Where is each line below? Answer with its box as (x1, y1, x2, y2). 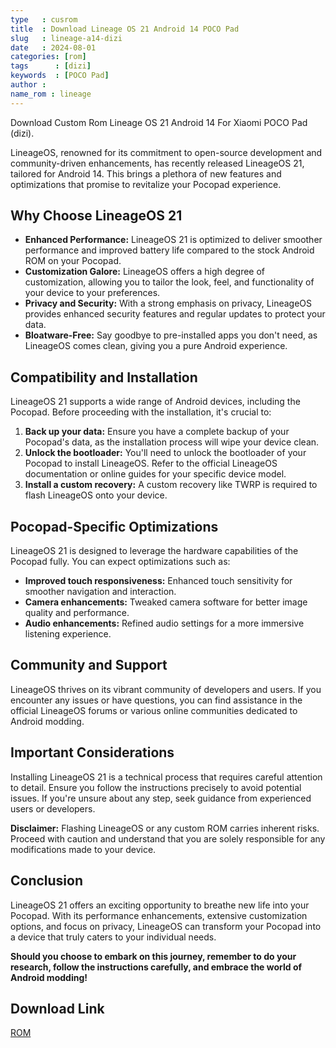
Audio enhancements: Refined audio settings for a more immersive (24, 617, 305, 630)
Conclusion (10, 872, 84, 890)
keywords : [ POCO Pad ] (10, 71, 110, 81)
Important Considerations (10, 744, 175, 761)
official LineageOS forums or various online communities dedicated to (10, 704, 298, 716)
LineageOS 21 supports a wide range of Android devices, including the (10, 396, 301, 408)
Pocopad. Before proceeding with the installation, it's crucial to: (10, 406, 272, 418)
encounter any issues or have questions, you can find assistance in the (10, 694, 303, 706)
